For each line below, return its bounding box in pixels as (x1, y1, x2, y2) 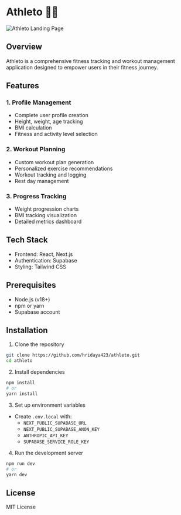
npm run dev (6, 460, 35, 467)
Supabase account (14, 308, 60, 315)
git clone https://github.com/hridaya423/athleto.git (6, 353, 141, 358)
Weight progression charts (14, 205, 79, 212)
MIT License (6, 503, 36, 511)
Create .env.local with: (14, 413, 72, 420)
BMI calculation (14, 124, 52, 131)
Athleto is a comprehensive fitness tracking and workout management (6, 57, 176, 64)
